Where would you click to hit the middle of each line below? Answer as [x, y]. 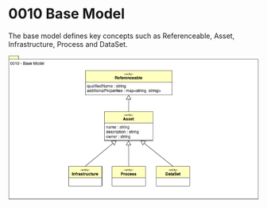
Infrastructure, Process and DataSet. [68, 44]
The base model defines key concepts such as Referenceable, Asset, [122, 36]
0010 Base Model [67, 14]
